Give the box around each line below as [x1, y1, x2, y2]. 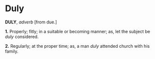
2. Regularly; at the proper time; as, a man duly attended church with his [5, 43, 150, 49]
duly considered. [5, 34, 39, 39]
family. [5, 48, 18, 54]
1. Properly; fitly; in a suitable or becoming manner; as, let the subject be [5, 28, 151, 34]
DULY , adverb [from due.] [5, 19, 57, 25]
